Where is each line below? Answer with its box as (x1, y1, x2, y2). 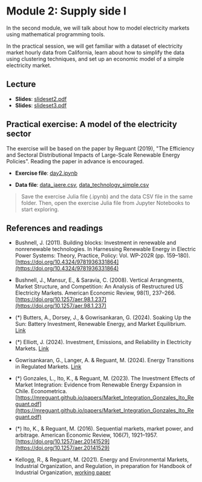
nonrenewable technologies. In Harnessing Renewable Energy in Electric (15, 246, 197, 253)
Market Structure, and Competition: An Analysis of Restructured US (15, 283, 183, 290)
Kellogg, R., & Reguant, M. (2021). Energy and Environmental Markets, (15, 456, 189, 463)
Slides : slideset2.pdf (15, 95, 67, 102)
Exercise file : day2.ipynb (15, 169, 78, 177)
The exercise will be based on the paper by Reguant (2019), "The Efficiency (6, 145, 195, 152)
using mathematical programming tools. (6, 30, 105, 37)
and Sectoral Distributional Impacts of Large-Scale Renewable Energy (6, 151, 180, 158)
